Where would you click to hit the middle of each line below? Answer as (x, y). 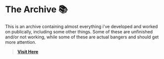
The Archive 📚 (36, 10)
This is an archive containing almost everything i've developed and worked (82, 26)
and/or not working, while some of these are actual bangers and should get (82, 37)
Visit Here (28, 52)
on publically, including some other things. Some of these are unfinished (79, 31)
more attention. (21, 42)
